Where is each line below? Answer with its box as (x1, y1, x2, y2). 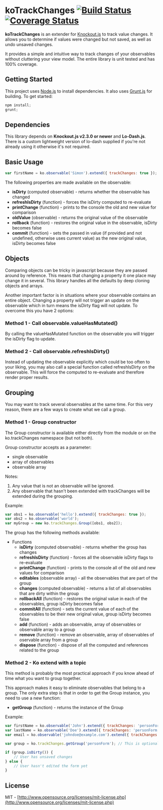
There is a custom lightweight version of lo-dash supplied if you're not (5, 139, 146, 145)
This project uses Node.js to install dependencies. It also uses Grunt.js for (5, 88, 153, 94)
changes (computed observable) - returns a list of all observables (19, 585, 151, 591)
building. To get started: (5, 93, 53, 99)
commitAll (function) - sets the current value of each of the (19, 606, 139, 612)
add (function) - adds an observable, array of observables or (19, 621, 142, 628)
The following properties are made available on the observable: (5, 179, 132, 185)
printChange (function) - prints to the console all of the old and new (19, 565, 156, 571)
